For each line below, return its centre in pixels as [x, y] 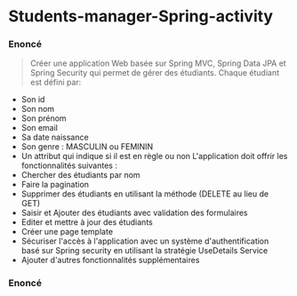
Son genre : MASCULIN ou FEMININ [87, 147]
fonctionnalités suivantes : [69, 165]
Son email [40, 128]
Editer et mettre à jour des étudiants [87, 222]
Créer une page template [67, 232]
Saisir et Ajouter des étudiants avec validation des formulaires [134, 213]
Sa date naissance [55, 137]
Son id [33, 100]
